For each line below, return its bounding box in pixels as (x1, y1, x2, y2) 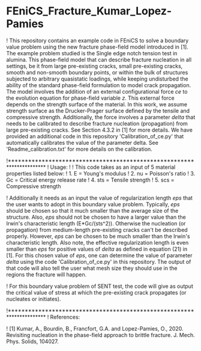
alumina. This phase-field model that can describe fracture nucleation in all (6, 56, 192, 63)
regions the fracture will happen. (6, 270, 87, 278)
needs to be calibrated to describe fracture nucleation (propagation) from (6, 120, 188, 127)
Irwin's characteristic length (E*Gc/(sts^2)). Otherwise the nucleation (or (6, 219, 186, 227)
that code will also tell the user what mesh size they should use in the (6, 264, 178, 272)
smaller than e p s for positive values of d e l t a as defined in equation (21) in (6, 245, 188, 252)
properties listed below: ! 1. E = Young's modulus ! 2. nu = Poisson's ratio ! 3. (6, 169, 196, 177)
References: (50, 313, 80, 320)
